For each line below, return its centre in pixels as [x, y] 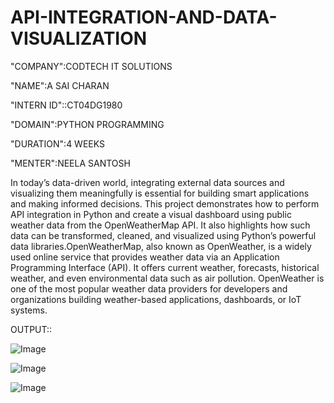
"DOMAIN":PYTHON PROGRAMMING [87, 124]
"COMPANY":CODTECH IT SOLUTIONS [91, 66]
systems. [29, 310]
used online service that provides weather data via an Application [145, 257]
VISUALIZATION [79, 38]
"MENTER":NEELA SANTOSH [70, 163]
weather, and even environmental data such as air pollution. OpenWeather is [167, 278]
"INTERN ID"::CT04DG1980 [66, 105]
